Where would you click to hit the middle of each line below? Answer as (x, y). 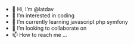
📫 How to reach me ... (39, 35)
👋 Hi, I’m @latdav (33, 9)
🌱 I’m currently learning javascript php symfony (70, 22)
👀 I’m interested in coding (43, 15)
